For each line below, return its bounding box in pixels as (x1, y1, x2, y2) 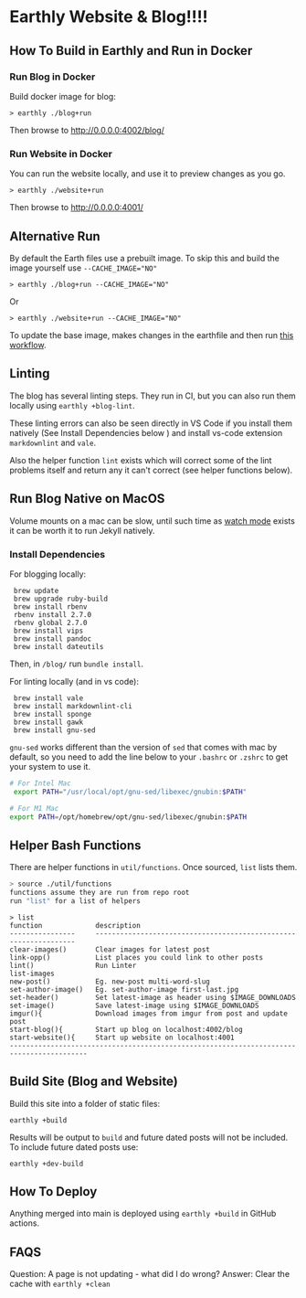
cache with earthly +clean (9, 1278, 111, 1290)
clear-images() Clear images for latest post (9, 944, 210, 954)
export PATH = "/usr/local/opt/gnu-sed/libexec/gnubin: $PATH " (13, 787, 248, 796)
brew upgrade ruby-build (13, 594, 108, 603)
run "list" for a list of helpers (9, 896, 142, 906)
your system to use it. (9, 761, 91, 771)
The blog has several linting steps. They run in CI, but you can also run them (9, 390, 297, 401)
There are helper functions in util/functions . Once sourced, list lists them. (9, 862, 298, 873)
